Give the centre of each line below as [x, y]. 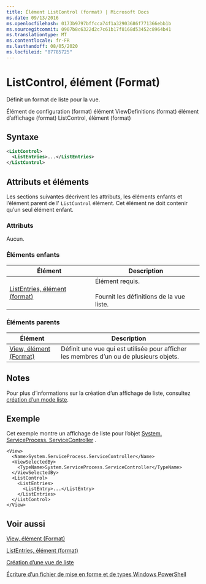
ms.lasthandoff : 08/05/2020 [42, 47]
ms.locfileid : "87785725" [39, 52]
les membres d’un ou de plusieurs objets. [120, 356]
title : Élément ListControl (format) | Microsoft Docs [78, 12]
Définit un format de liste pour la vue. [53, 99]
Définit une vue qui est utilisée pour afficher [124, 349]
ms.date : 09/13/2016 [33, 18]
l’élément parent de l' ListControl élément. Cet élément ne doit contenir [97, 203]
